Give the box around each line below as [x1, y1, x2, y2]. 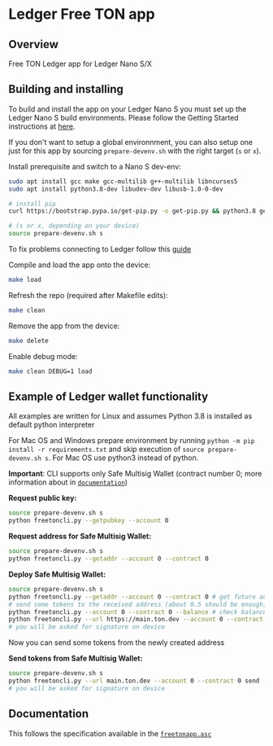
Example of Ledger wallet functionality [8, 389, 209, 403]
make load [8, 276, 42, 284]
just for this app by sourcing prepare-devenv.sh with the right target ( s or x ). [8, 146, 262, 156]
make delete [8, 336, 49, 344]
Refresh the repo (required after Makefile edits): [8, 290, 168, 300]
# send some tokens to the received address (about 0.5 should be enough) [8, 600, 267, 608]
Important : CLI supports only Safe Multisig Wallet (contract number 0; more [8, 469, 262, 479]
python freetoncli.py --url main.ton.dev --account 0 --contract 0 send [8, 677, 260, 685]
